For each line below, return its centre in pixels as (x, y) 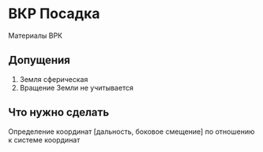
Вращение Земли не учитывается (77, 87)
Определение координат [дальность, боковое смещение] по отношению (131, 132)
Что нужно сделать (59, 112)
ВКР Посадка (54, 14)
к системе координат (44, 139)
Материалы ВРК (36, 35)
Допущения (39, 60)
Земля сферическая (54, 79)
